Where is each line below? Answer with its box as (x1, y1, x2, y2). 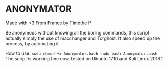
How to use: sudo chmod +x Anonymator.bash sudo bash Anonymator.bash (5, 50, 158, 56)
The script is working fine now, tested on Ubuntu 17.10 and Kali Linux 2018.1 (5, 55, 163, 61)
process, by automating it (5, 40, 59, 46)
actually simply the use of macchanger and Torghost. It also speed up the (5, 35, 160, 41)
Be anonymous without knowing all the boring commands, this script (5, 29, 150, 36)
